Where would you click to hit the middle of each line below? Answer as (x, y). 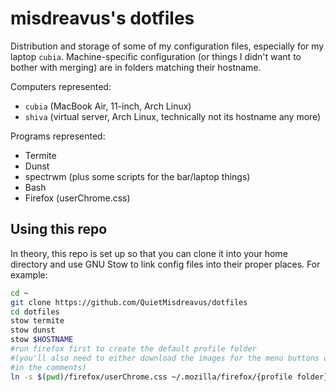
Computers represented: (61, 86)
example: (29, 274)
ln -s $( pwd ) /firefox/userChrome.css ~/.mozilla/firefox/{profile (151, 377)
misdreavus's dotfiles (102, 18)
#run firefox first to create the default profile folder (133, 349)
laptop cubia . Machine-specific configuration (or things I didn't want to (156, 56)
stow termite (37, 321)
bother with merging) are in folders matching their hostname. (136, 67)
